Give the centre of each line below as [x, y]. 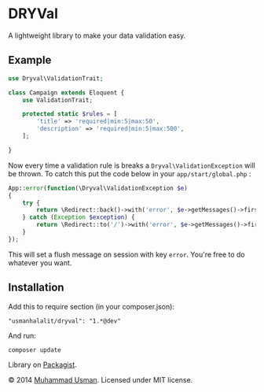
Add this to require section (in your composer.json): [92, 306]
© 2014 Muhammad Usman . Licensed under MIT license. [101, 379]
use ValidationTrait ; [57, 100]
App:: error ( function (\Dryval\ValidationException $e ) [98, 188]
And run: [22, 335]
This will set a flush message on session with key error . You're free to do [126, 254]
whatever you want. [40, 263]
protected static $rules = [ [70, 114]
